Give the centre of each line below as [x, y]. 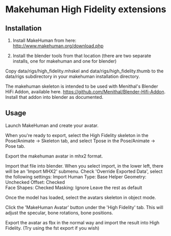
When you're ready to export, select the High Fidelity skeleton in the [77, 135]
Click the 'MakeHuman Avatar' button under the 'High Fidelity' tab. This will [84, 207]
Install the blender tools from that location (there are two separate [82, 56]
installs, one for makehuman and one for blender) [65, 61]
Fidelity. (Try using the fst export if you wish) [52, 228]
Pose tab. [15, 146]
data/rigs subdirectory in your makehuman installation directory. [73, 76]
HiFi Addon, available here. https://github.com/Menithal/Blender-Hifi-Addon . [86, 92]
